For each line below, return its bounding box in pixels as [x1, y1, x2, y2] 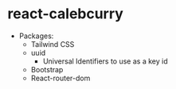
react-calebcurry [7, 5, 124, 23]
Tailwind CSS [30, 39, 75, 48]
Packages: [18, 31, 54, 41]
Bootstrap [30, 64, 64, 74]
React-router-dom [30, 73, 91, 83]
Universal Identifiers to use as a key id [42, 56, 168, 66]
